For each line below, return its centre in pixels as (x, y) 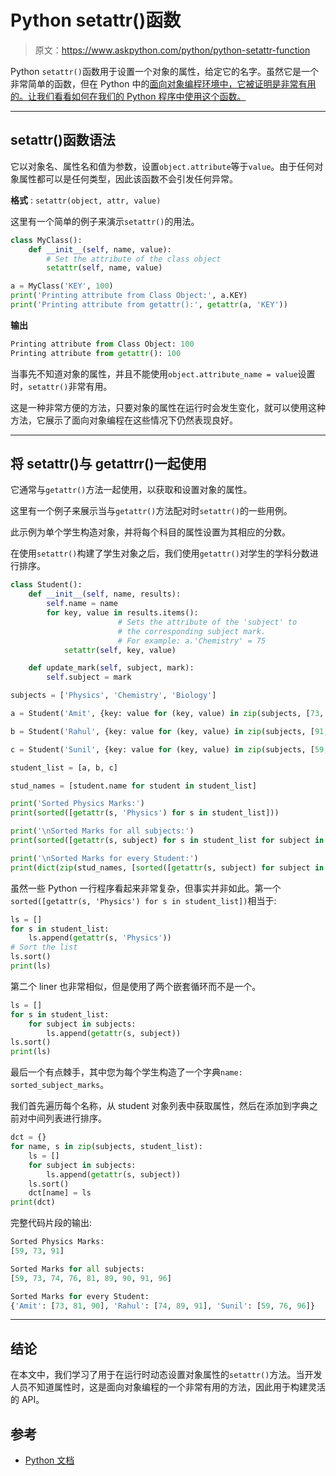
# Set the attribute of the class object (134, 259)
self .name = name (82, 604)
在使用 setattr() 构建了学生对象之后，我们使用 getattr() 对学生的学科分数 (160, 553)
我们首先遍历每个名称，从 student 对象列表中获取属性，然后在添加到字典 (160, 1106)
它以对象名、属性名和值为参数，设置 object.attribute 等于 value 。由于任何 (162, 166)
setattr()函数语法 (63, 140)
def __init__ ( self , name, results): (105, 594)
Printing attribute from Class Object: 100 (102, 344)
